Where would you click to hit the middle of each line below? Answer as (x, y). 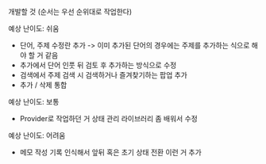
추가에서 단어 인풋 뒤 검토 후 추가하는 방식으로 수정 (98, 65)
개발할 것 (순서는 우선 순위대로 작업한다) (70, 11)
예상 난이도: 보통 (34, 102)
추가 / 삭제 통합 (43, 85)
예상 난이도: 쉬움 (34, 29)
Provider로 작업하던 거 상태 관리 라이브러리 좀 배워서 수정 (109, 118)
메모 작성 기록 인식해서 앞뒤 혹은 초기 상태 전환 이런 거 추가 (111, 152)
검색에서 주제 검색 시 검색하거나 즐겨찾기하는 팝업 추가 (104, 75)
